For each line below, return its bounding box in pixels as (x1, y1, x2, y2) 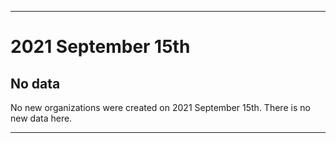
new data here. (10, 112, 73, 124)
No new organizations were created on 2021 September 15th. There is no (10, 102, 311, 113)
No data (10, 75, 61, 92)
